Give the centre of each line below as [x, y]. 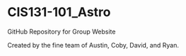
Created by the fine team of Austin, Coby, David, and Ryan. [93, 45]
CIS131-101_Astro [59, 12]
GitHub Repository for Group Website [62, 31]
